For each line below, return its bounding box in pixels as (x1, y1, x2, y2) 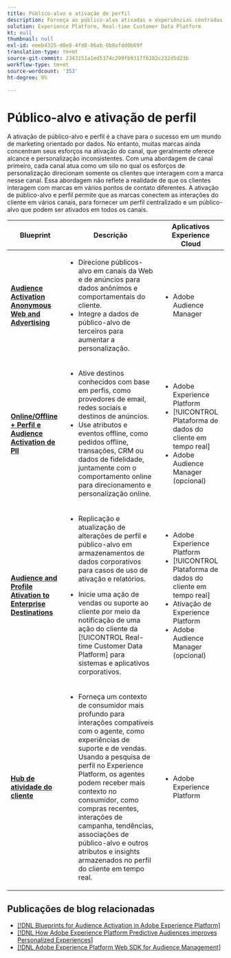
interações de (78, 813, 123, 822)
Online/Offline (10, 412, 58, 421)
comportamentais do (78, 292, 146, 301)
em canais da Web (93, 266, 153, 276)
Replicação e (78, 514, 120, 524)
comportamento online (78, 472, 152, 482)
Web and (10, 309, 41, 319)
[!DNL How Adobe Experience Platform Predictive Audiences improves (16, 928, 218, 937)
